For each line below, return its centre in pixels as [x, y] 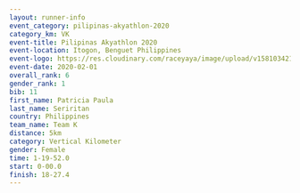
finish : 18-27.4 [39, 174]
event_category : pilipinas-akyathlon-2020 [89, 26]
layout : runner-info [48, 17]
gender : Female [37, 149]
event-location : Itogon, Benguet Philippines [95, 51]
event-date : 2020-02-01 [54, 68]
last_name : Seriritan [50, 109]
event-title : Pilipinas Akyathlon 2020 [83, 42]
